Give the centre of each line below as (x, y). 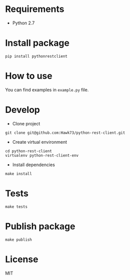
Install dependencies (34, 165)
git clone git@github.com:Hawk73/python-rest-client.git (65, 133)
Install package (37, 43)
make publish (19, 240)
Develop (23, 110)
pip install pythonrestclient (36, 56)
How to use (29, 76)
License (22, 259)
